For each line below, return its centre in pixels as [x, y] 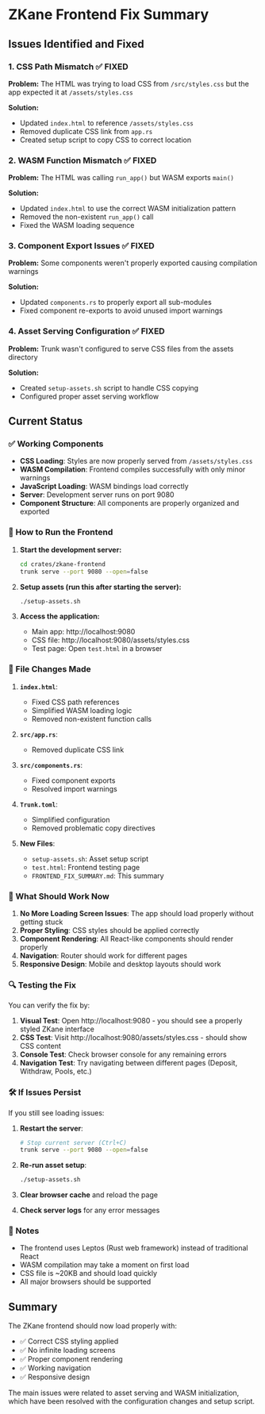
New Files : [37, 843]
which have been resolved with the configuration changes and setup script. [132, 1401]
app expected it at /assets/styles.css [71, 92]
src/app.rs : [38, 734]
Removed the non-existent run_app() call [86, 217]
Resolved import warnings [74, 788]
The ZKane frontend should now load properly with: [92, 1326]
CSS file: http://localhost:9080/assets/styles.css [111, 640]
